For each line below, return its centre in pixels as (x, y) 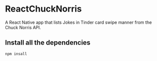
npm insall (16, 54)
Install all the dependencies (48, 43)
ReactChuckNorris (43, 9)
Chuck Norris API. (23, 27)
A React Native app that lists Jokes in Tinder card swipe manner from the (78, 22)
